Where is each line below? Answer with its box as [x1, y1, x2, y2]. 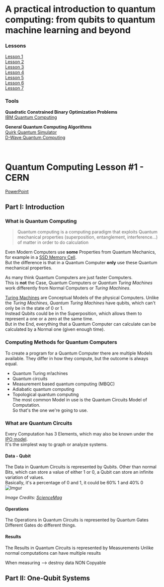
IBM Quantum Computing [5, 114, 57, 120]
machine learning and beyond [5, 25, 131, 36]
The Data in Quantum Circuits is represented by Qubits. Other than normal [5, 464, 157, 470]
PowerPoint [5, 188, 29, 194]
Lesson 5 [5, 74, 24, 80]
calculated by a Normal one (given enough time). [5, 326, 105, 332]
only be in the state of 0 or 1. [5, 305, 64, 311]
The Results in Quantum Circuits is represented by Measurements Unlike [5, 545, 154, 551]
